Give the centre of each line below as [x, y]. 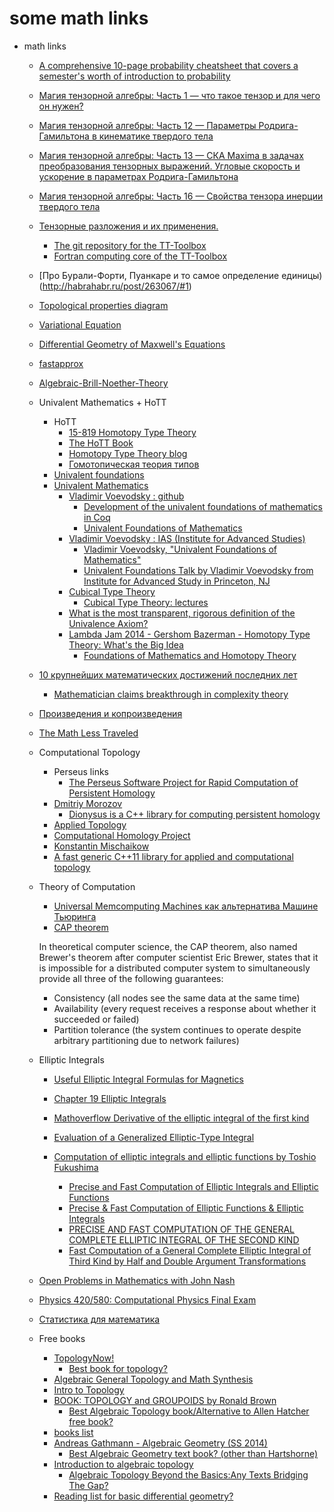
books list [73, 1432]
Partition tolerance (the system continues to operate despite [177, 1029]
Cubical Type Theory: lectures [146, 602]
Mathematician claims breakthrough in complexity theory [171, 694]
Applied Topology [90, 824]
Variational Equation [80, 324]
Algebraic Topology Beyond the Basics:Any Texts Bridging [188, 1474]
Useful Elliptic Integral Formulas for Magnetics [148, 1079]
